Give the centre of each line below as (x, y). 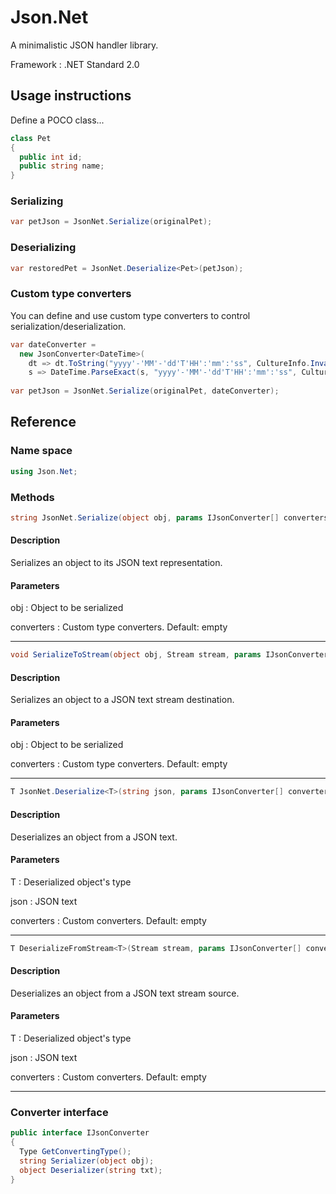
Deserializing (43, 248)
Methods (32, 497)
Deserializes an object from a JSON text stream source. (125, 993)
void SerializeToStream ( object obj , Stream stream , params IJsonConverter (169, 655)
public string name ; (62, 166)
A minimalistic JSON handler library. (84, 45)
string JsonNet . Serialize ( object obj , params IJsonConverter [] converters (169, 517)
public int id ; (51, 157)
